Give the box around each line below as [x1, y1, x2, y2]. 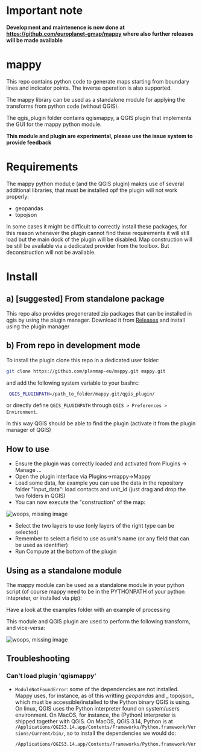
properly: [6, 193, 29, 200]
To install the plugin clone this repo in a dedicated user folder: [6, 356, 160, 363]
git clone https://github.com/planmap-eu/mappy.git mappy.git [6, 368, 166, 374]
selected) [14, 528, 39, 536]
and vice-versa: [6, 625, 45, 631]
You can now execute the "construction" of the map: [14, 499, 146, 506]
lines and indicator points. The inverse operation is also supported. [6, 84, 172, 91]
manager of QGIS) [6, 426, 51, 434]
